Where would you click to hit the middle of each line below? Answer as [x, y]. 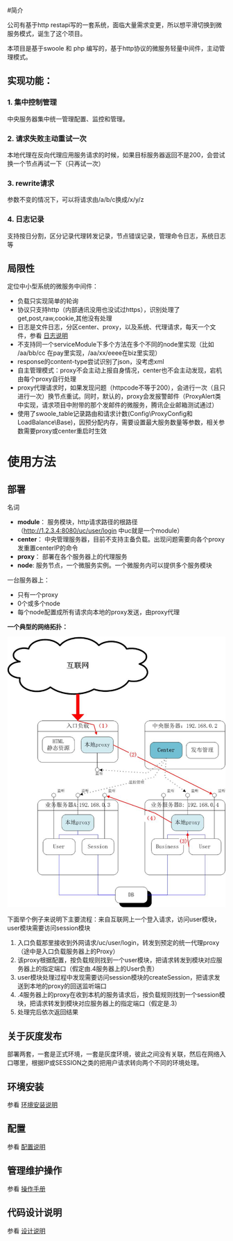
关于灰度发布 [35, 1036]
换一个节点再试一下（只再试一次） [56, 163]
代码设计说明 [35, 1213]
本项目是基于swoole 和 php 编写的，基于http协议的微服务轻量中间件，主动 [113, 48]
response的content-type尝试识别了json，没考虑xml [90, 362]
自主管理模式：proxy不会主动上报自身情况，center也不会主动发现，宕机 [120, 370]
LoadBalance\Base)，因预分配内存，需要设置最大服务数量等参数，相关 [118, 422]
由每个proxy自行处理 [46, 379]
